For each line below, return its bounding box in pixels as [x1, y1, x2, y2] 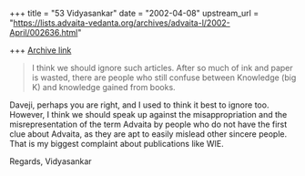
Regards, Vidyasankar [9, 156, 93, 167]
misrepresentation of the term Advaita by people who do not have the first [9, 119, 288, 129]
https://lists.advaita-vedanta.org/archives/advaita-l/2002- [13, 17, 230, 28]
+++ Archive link [9, 45, 72, 56]
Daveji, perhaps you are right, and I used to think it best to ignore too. [9, 99, 269, 110]
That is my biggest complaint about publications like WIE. [9, 139, 225, 149]
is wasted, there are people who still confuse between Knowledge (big [31, 72, 297, 83]
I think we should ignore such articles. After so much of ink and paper [31, 63, 293, 73]
